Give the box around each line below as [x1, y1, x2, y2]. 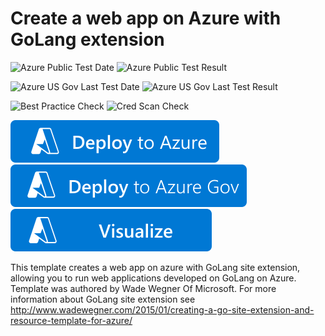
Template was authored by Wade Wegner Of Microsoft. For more [10, 282, 277, 294]
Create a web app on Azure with [10, 7, 282, 30]
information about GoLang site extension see [10, 293, 196, 305]
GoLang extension [10, 28, 165, 51]
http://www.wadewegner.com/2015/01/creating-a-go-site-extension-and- [10, 303, 315, 316]
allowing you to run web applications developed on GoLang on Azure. [10, 272, 297, 284]
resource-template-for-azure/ [10, 314, 133, 326]
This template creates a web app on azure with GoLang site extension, [10, 261, 301, 273]
